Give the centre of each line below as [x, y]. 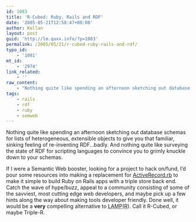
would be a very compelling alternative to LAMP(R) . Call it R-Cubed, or [92, 206]
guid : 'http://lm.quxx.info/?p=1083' [52, 39]
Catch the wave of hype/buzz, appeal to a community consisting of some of [98, 188]
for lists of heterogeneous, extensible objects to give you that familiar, [90, 138]
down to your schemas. [35, 157]
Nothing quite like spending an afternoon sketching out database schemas [96, 132]
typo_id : [17, 50]
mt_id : [14, 61]
